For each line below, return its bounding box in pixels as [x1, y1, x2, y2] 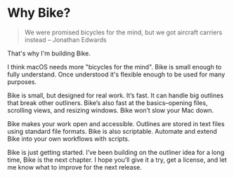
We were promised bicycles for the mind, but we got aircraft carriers [24, 28, 223, 36]
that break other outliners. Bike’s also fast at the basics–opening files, [7, 98, 208, 107]
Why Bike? [7, 5, 71, 21]
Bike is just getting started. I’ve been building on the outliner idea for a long [7, 148, 225, 156]
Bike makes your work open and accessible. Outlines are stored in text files [7, 119, 225, 128]
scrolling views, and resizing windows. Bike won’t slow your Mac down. [7, 106, 214, 114]
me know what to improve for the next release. [7, 163, 143, 171]
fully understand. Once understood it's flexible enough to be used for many [7, 70, 226, 78]
